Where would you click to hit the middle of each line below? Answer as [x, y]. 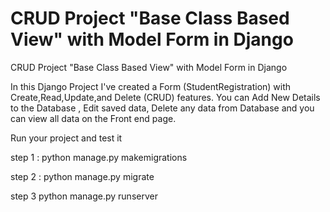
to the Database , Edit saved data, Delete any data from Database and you [162, 108]
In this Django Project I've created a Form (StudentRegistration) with [151, 86]
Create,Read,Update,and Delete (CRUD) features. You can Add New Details [165, 97]
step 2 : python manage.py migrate [82, 176]
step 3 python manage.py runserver [84, 196]
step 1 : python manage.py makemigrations [99, 157]
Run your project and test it [66, 138]
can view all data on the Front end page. [93, 118]
